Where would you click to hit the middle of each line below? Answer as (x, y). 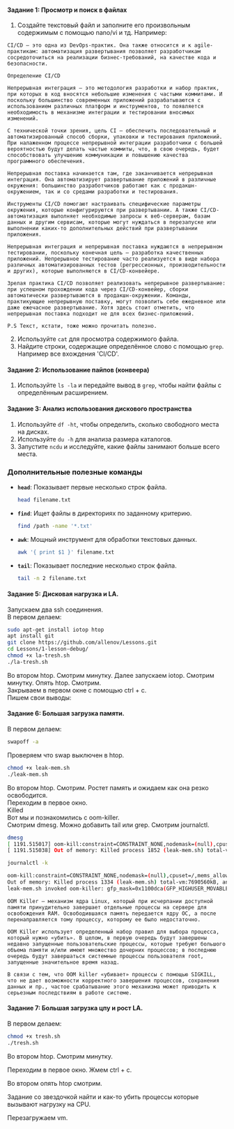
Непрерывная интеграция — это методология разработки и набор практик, (113, 88)
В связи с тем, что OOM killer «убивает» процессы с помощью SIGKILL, (112, 974)
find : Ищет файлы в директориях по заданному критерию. (104, 513)
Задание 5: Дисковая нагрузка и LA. (63, 594)
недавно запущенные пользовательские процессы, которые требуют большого (117, 944)
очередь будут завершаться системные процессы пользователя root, (106, 956)
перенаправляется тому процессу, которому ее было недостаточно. (104, 919)
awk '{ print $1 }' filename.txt (66, 552)
